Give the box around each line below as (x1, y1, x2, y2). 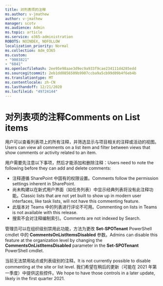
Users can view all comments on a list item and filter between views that (5, 145, 150, 151)
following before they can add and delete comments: (5, 165, 111, 171)
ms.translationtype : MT (5, 75, 54, 80)
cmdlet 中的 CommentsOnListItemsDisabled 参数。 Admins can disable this (5, 232, 158, 238)
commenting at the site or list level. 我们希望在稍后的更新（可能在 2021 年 (5, 264, 153, 270)
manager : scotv (5, 21, 36, 26)
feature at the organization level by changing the (5, 238, 102, 243)
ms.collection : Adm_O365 (5, 48, 56, 53)
